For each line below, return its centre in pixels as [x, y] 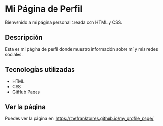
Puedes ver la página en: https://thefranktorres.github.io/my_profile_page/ [79, 118]
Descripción [24, 38]
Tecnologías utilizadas [40, 70]
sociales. [14, 54]
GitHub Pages [26, 92]
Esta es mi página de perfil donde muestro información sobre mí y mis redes [81, 49]
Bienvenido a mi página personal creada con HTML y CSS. [64, 22]
